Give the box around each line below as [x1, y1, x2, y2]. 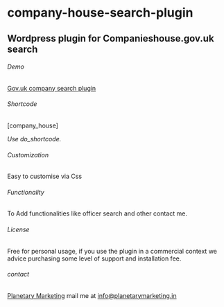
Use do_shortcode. [7, 134, 62, 143]
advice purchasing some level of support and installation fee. [7, 254, 182, 263]
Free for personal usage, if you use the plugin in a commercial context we [7, 247, 217, 255]
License [7, 225, 30, 234]
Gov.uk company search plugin [7, 84, 96, 92]
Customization [7, 150, 49, 159]
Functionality [7, 188, 45, 196]
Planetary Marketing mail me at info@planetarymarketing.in [7, 291, 177, 299]
